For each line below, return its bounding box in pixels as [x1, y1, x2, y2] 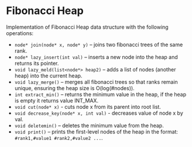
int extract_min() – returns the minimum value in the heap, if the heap [14, 91, 186, 98]
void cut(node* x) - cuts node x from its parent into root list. [14, 103, 161, 110]
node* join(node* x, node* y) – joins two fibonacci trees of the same [14, 41, 183, 48]
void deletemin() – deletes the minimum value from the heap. [14, 122, 164, 129]
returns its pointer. [14, 60, 59, 67]
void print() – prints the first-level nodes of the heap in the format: [14, 128, 179, 135]
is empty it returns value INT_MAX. [14, 97, 98, 104]
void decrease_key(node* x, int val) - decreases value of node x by [14, 110, 183, 117]
